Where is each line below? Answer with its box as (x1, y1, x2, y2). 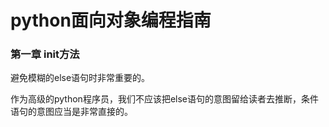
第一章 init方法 (10, 47, 80, 61)
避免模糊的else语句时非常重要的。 (10, 72, 151, 84)
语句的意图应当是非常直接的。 (10, 106, 133, 118)
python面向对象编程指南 (10, 9, 212, 32)
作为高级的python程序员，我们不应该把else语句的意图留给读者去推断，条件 (10, 93, 319, 105)
